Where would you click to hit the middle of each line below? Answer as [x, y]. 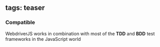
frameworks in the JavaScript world [43, 39]
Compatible [20, 22]
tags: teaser [25, 8]
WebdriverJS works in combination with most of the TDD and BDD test [80, 33]
